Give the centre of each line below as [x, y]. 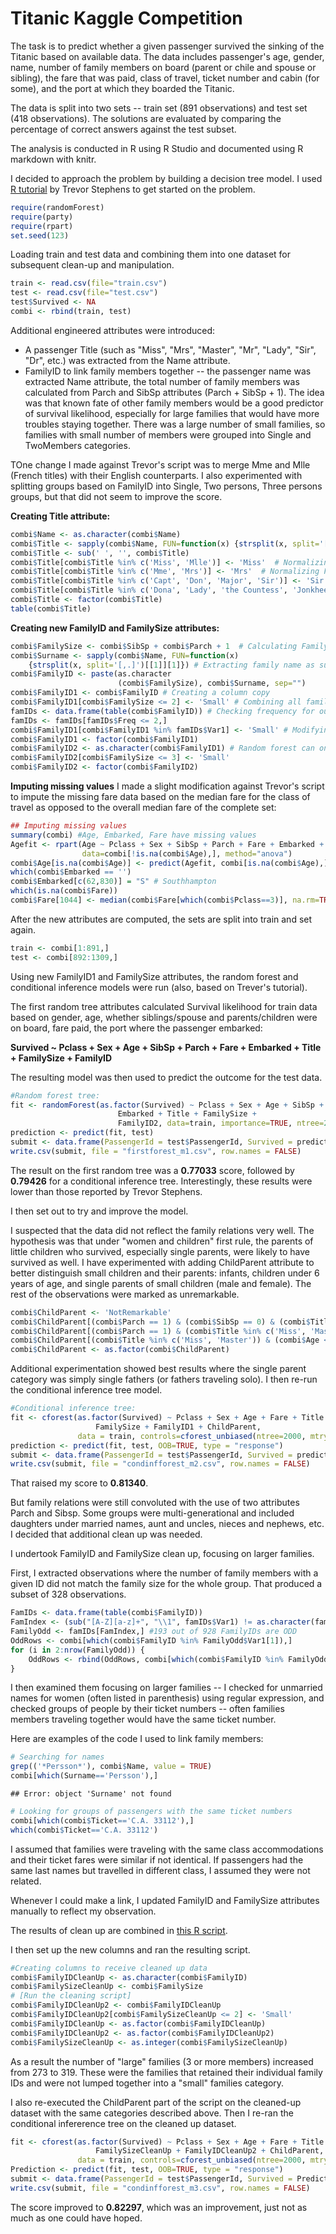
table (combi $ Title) [51, 608]
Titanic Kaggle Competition [126, 18]
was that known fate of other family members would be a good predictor [174, 403]
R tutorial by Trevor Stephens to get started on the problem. [133, 189]
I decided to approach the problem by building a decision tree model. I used [166, 178]
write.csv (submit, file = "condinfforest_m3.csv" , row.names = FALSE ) [160, 2188]
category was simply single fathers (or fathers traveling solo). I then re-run [164, 1379]
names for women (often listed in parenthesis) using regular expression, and [167, 1698]
